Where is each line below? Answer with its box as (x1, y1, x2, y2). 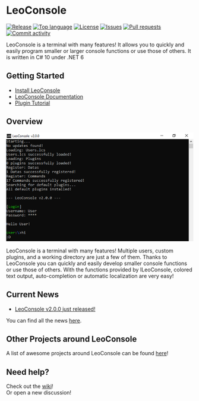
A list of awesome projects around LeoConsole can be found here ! (6, 350, 169, 357)
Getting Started (6, 71, 65, 81)
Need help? (6, 367, 49, 377)
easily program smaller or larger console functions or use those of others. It (6, 47, 191, 54)
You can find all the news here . (6, 317, 82, 324)
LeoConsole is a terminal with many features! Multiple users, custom (6, 247, 174, 254)
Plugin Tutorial (14, 99, 50, 106)
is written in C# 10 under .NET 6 (6, 53, 84, 61)
